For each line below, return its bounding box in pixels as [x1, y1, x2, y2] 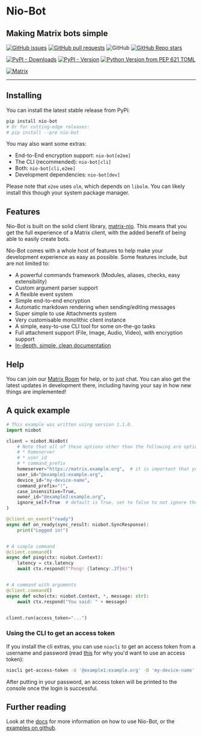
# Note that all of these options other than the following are [17, 444, 182, 450]
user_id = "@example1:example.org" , [17, 471, 103, 477]
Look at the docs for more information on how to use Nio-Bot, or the [6, 718, 175, 725]
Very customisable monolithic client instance [14, 316, 126, 323]
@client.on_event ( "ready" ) [6, 516, 74, 522]
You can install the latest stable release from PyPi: [6, 107, 130, 114]
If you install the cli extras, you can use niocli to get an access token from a [6, 642, 196, 650]
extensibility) [14, 278, 47, 285]
